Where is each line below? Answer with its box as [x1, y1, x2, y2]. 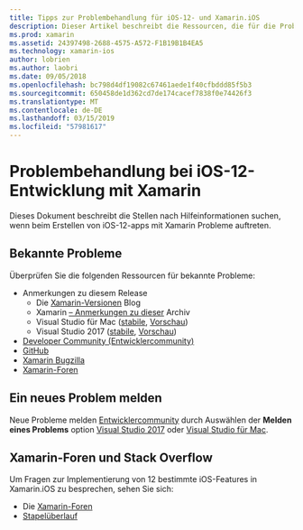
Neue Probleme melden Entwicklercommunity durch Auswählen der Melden [9, 414, 292, 425]
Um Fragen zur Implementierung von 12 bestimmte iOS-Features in [9, 474, 258, 485]
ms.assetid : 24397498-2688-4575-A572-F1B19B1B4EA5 [9, 38, 204, 48]
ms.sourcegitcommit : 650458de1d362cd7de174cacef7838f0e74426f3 [9, 88, 252, 98]
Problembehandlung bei [9, 162, 194, 181]
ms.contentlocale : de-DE [9, 106, 103, 115]
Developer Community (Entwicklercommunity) [22, 335, 195, 346]
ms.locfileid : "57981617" [9, 123, 106, 132]
